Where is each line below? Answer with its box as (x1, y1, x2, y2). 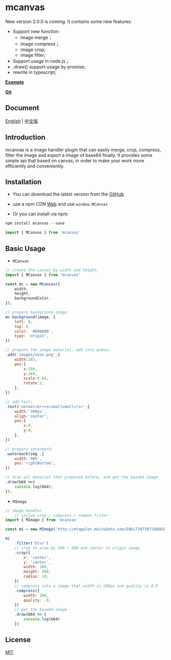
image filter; (20, 52, 46, 58)
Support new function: (12, 28, 60, 34)
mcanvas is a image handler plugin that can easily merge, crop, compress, (5, 146, 161, 153)
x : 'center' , (23, 555, 51, 560)
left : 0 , (14, 319, 33, 324)
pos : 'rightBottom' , (14, 461, 56, 466)
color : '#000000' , (14, 329, 53, 334)
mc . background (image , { (5, 314, 56, 320)
